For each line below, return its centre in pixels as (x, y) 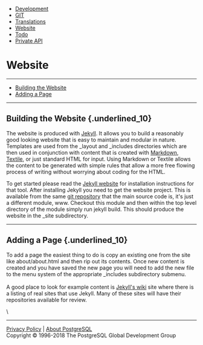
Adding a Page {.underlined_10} (67, 240)
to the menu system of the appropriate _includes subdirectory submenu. (96, 274)
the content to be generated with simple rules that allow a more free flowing (101, 165)
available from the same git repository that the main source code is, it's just (100, 196)
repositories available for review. (47, 300)
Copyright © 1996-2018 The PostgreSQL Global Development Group (91, 335)
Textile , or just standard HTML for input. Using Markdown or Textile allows (99, 159)
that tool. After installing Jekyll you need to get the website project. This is (98, 190)
